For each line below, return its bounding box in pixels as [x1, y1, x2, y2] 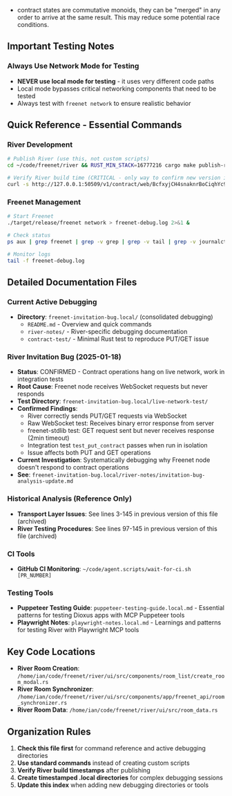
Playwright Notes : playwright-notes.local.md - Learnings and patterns [17, 618, 222, 627]
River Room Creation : [17, 664, 80, 673]
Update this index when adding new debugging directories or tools [17, 781, 209, 789]
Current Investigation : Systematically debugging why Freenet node [17, 456, 211, 464]
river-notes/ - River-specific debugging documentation [27, 328, 188, 336]
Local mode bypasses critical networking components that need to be [17, 84, 216, 93]
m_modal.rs [17, 679, 49, 686]
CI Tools [7, 549, 35, 559]
